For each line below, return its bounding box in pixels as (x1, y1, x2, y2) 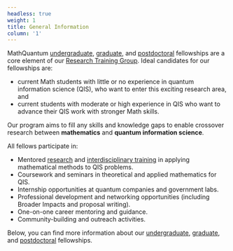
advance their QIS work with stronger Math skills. (17, 107, 160, 116)
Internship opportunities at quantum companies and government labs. (17, 185, 219, 194)
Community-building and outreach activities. (17, 215, 146, 224)
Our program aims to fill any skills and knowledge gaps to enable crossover (7, 121, 225, 130)
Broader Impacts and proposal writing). (17, 201, 131, 209)
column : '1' (7, 29, 42, 37)
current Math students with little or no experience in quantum (17, 78, 195, 86)
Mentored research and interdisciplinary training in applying (17, 156, 190, 164)
